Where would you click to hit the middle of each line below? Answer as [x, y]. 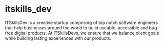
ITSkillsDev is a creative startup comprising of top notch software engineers [82, 23]
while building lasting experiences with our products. [58, 38]
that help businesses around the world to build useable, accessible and [77, 27]
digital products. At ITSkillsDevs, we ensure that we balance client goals [87, 33]
